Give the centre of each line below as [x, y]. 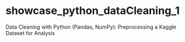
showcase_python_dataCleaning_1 [93, 11]
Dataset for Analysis [30, 33]
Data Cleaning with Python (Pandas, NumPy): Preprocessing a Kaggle [91, 27]
